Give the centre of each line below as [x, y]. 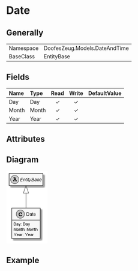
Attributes [25, 139]
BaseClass [22, 56]
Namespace [24, 48]
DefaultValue [105, 93]
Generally [25, 33]
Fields [18, 77]
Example [23, 260]
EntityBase [57, 56]
